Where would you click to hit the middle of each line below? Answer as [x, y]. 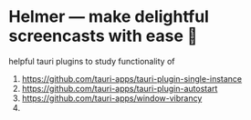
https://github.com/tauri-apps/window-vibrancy [112, 98]
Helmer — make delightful [109, 17]
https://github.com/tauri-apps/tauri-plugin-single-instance [132, 78]
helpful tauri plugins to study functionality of [92, 61]
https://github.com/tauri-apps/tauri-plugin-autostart [120, 88]
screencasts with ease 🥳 [103, 36]
